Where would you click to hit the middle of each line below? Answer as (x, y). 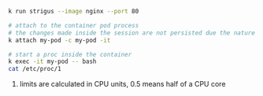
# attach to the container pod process (74, 25)
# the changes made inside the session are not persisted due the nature (132, 33)
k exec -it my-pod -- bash (52, 62)
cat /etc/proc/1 (35, 69)
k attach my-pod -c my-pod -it (59, 40)
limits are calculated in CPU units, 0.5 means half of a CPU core (122, 84)
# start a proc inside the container (70, 54)
